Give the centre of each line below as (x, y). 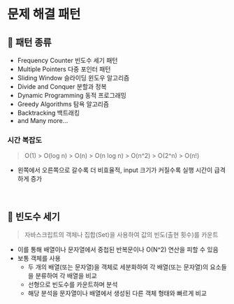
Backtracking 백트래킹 (49, 113)
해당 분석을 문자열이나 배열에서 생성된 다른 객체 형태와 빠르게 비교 (117, 294)
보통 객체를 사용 (39, 259)
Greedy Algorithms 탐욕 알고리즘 (63, 104)
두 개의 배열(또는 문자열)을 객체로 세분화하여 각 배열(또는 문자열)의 (118, 267)
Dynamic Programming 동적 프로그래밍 (72, 95)
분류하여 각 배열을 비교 (66, 276)
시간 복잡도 (25, 140)
